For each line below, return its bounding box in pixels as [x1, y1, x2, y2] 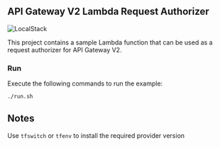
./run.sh [7, 93, 33, 100]
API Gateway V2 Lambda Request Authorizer [7, 6, 209, 18]
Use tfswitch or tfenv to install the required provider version [7, 131, 185, 140]
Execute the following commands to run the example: [7, 79, 163, 88]
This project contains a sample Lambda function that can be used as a [7, 38, 213, 47]
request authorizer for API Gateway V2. [7, 45, 122, 54]
